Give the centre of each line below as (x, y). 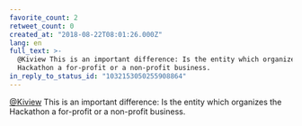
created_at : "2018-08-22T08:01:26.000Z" (86, 34)
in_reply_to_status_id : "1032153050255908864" (98, 76)
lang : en (26, 43)
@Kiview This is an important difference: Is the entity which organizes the (146, 102)
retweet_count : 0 (42, 26)
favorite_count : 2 (44, 18)
